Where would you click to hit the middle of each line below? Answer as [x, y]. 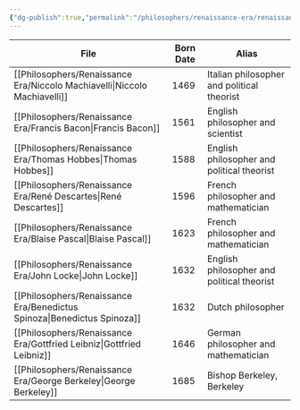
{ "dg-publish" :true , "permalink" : [71, 17]
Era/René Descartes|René [68, 196]
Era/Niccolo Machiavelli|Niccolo [80, 85]
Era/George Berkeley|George [75, 380]
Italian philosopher [246, 74]
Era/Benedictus [46, 307]
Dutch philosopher [246, 307]
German [224, 332]
